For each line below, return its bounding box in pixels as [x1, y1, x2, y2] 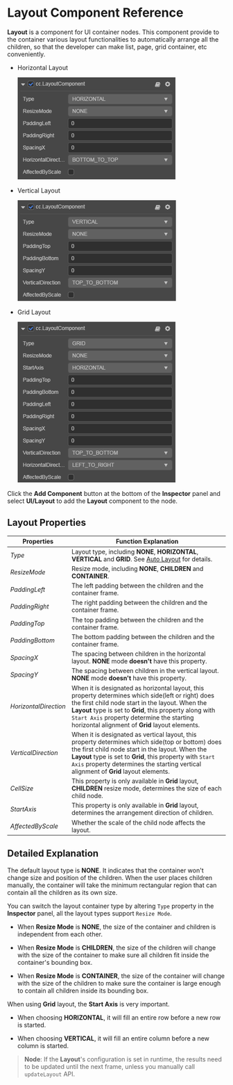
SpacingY [10, 670, 38, 679]
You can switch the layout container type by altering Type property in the [7, 902, 214, 910]
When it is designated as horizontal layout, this [71, 684, 205, 692]
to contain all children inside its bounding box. [17, 986, 149, 995]
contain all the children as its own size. [7, 888, 118, 897]
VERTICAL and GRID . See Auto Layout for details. [71, 554, 213, 563]
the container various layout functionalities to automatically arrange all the [7, 35, 219, 43]
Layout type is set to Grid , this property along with [71, 706, 216, 714]
